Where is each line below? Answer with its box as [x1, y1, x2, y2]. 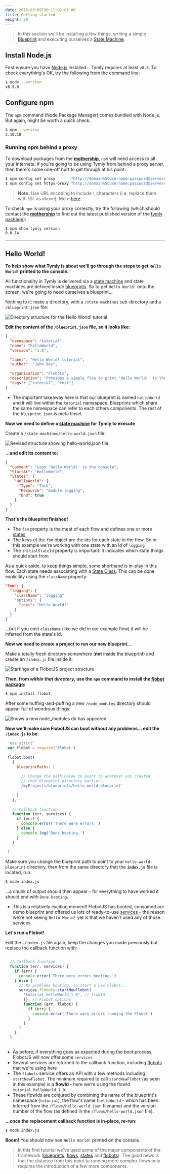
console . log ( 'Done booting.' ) [21, 830, 85, 836]
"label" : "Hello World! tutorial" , [10, 357, 85, 362]
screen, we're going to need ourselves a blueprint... [5, 289, 113, 295]
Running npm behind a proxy [5, 144, 77, 151]
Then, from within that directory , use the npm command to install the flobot [5, 676, 164, 682]
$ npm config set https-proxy [5, 181, 69, 186]
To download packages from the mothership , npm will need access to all [5, 156, 155, 162]
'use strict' [7, 740, 35, 746]
